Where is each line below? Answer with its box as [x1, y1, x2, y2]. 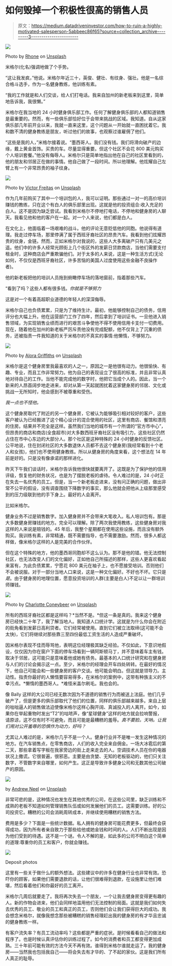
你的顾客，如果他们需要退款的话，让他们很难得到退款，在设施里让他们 [9, 875, 157, 882]
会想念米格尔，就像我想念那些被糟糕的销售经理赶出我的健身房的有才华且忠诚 [5, 912, 166, 918]
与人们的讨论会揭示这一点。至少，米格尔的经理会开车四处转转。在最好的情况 [5, 661, 166, 667]
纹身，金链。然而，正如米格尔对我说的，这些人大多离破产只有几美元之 [14, 238, 162, 244]
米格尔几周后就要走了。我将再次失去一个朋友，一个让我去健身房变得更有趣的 [5, 893, 166, 899]
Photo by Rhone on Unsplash [5, 53, 66, 59]
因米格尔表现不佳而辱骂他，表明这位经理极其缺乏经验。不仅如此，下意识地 [5, 642, 162, 648]
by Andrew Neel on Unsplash [5, 785, 67, 792]
